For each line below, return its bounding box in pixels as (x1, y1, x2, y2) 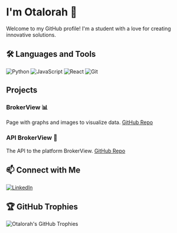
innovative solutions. (6, 31, 56, 38)
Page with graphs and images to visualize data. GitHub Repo (6, 119, 153, 126)
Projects (6, 85, 38, 95)
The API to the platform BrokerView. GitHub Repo (6, 147, 126, 154)
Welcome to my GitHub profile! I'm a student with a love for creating (6, 25, 171, 32)
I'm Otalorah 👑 (6, 5, 78, 19)
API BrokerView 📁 (6, 133, 58, 142)
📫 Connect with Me (6, 165, 81, 175)
